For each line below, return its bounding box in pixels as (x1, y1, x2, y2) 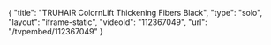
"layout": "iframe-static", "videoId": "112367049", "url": (8, 17, 208, 27)
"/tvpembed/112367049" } (8, 26, 103, 36)
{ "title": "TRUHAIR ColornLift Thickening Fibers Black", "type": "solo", (8, 8, 262, 18)
